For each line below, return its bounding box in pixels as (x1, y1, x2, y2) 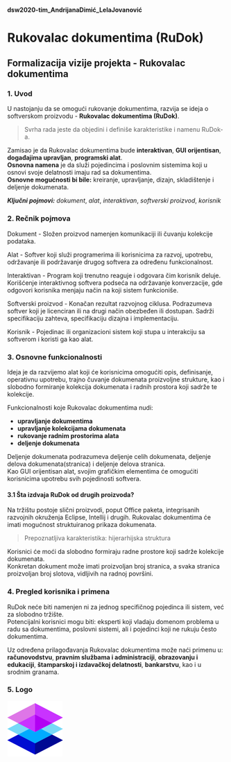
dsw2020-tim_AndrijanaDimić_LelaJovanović (7, 6, 142, 14)
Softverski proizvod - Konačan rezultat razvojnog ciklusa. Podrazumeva (7, 299, 212, 308)
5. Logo (7, 685, 33, 695)
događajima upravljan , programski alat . (7, 153, 123, 162)
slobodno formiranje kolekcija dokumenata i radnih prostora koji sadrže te (7, 383, 217, 391)
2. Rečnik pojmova (7, 214, 71, 223)
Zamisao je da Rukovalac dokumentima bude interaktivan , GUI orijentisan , (7, 146, 221, 155)
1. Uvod (7, 89, 33, 98)
